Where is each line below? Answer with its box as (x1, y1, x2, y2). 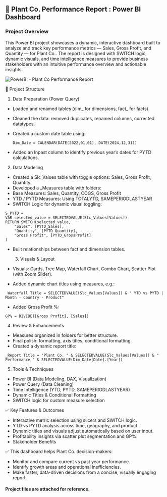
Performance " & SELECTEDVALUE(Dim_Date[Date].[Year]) (5, 357, 123, 362)
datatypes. (12, 121, 35, 127)
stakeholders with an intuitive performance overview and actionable (5, 61, 146, 67)
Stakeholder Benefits (12, 438, 57, 444)
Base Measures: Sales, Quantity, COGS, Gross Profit (12, 190, 121, 196)
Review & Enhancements (12, 322, 64, 328)
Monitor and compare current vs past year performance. (12, 458, 130, 465)
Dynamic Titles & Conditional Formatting (12, 392, 97, 398)
